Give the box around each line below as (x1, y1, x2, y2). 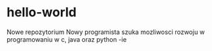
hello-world (6, 4, 77, 21)
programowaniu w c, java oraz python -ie (6, 35, 127, 43)
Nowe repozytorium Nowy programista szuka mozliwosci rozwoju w (6, 28, 205, 36)
